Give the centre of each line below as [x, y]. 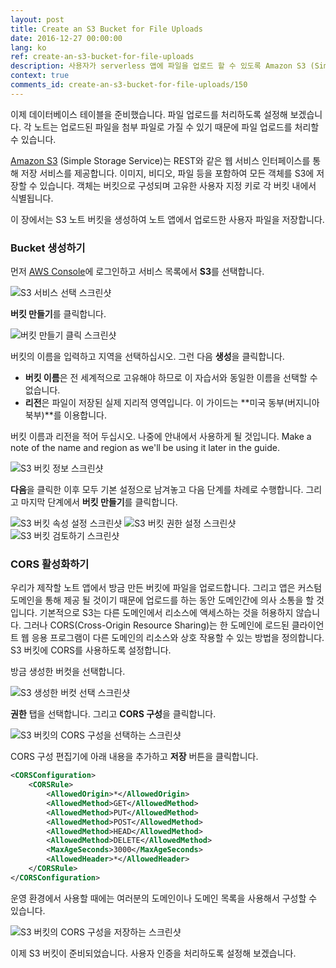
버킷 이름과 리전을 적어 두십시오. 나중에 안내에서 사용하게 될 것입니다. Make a [161, 437]
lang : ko [28, 47]
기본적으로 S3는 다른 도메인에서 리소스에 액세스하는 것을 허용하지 [166, 613]
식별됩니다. [32, 198]
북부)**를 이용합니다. [65, 415]
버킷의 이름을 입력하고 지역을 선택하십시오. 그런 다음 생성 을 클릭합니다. [147, 357]
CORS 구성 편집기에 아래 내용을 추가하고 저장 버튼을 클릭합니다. [134, 757]
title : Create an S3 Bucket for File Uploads [106, 29]
